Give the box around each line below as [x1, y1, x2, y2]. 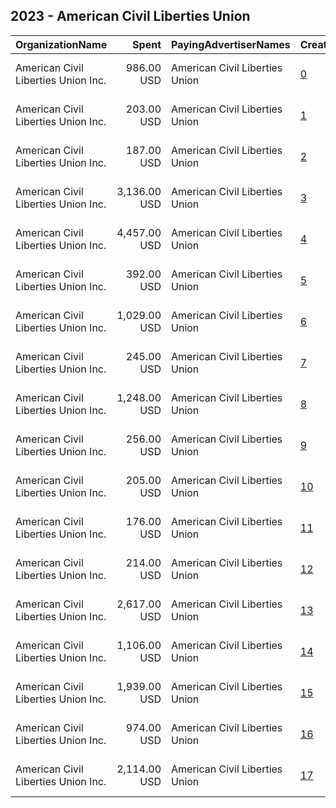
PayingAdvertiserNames [171, 37, 291, 51]
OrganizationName [15, 37, 108, 51]
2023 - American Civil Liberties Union [10, 8, 251, 25]
